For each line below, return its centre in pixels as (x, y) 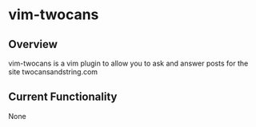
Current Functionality (63, 97)
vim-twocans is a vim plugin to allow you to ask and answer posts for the (128, 63)
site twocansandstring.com (53, 72)
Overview (33, 44)
